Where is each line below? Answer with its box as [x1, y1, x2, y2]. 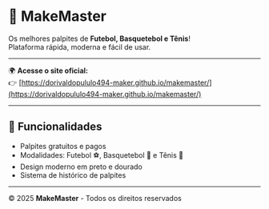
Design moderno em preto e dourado [19, 162, 143, 171]
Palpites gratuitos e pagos [19, 141, 106, 151]
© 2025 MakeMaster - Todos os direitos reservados [8, 193, 182, 203]
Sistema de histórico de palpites [19, 170, 126, 179]
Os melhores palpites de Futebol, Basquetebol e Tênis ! [8, 34, 191, 43]
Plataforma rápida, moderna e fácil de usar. [8, 42, 151, 51]
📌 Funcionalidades [8, 120, 102, 134]
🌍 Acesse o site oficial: [8, 66, 88, 75]
